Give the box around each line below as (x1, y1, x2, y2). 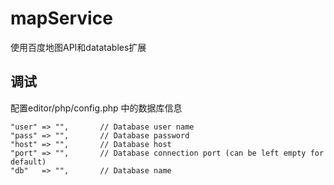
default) (10, 157, 47, 167)
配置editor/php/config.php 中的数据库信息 (10, 102, 183, 114)
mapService (10, 7, 113, 30)
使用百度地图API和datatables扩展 (10, 41, 147, 53)
